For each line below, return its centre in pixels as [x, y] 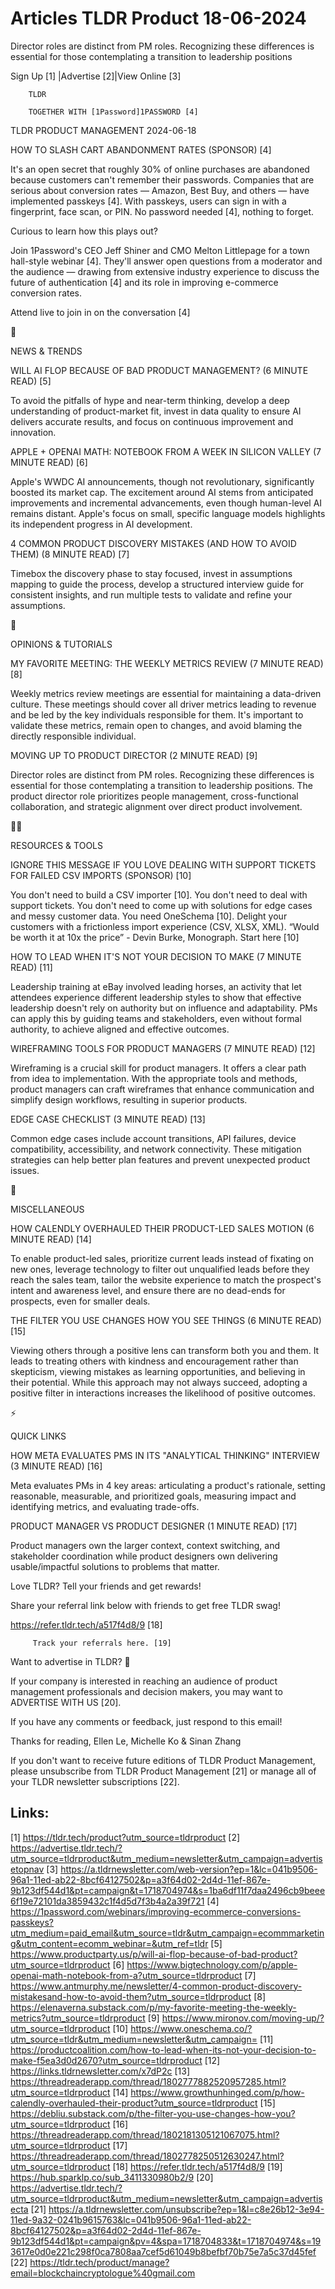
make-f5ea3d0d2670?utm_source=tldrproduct [106, 2060]
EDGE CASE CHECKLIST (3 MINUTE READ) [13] [108, 1119]
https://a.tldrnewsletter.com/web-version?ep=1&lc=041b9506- [189, 1869]
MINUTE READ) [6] [49, 462]
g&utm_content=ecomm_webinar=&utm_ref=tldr [109, 1943]
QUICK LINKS [38, 1436]
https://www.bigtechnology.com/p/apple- [212, 1964]
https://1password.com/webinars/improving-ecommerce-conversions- [156, 1911]
